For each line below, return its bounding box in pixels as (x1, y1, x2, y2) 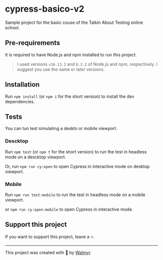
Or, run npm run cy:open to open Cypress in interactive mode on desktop (5, 163, 150, 169)
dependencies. (5, 98, 35, 104)
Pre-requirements (5, 39, 61, 47)
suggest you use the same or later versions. (16, 66, 105, 72)
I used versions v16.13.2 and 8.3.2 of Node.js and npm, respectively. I (16, 61, 158, 67)
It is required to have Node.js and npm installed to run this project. (5, 52, 137, 57)
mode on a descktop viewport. (5, 154, 66, 160)
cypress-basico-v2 (5, 3, 84, 15)
